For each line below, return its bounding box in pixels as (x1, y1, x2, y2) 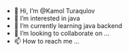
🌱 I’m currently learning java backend (13, 22, 123, 30)
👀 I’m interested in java (13, 14, 80, 22)
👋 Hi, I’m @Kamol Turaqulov (13, 7, 95, 15)
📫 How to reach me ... (13, 37, 80, 45)
